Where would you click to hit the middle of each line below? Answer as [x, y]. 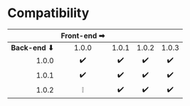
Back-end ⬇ [33, 48]
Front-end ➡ [83, 36]
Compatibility [48, 13]
